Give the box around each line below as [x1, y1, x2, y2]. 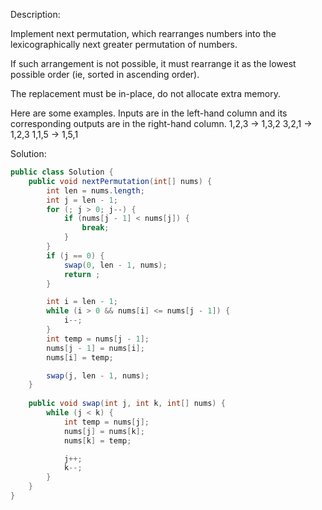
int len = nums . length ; [46, 185, 145, 196]
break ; [81, 223, 110, 233]
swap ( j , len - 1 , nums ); [46, 370, 150, 381]
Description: [10, 9, 61, 20]
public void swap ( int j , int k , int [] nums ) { [28, 399, 226, 409]
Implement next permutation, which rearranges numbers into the [10, 28, 277, 39]
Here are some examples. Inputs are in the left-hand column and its [10, 107, 288, 119]
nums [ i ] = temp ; [46, 352, 114, 363]
